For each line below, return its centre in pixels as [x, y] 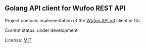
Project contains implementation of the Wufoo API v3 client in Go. [73, 20]
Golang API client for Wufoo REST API [65, 8]
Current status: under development [41, 30]
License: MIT [18, 40]
